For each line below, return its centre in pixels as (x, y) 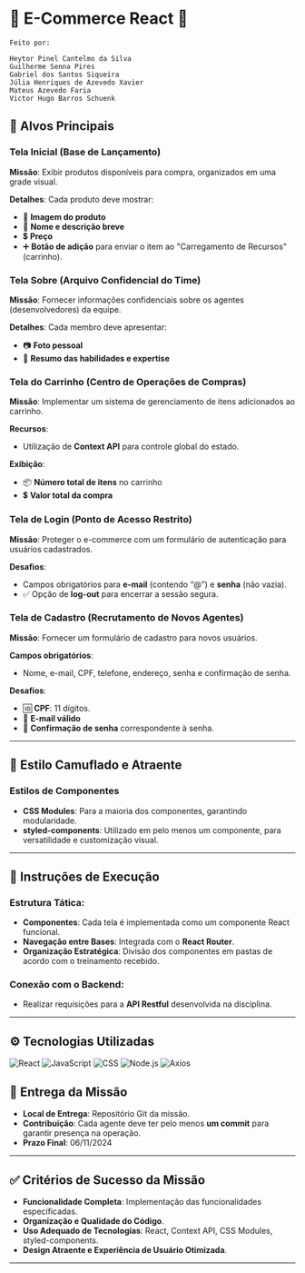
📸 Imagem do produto (64, 216)
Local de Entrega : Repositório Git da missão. (106, 1114)
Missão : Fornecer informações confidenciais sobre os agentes (127, 300)
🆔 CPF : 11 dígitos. (56, 708)
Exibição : (27, 464)
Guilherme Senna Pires (52, 66)
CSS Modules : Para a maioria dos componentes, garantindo (135, 811)
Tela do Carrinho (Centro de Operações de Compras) (128, 382)
